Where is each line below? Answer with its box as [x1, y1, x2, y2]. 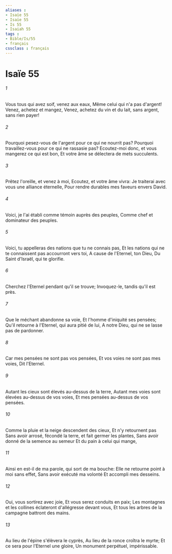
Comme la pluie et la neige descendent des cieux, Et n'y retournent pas [5, 427, 157, 433]
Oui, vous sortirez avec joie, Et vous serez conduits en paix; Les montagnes [5, 499, 165, 505]
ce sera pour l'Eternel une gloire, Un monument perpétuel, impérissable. [5, 543, 158, 549]
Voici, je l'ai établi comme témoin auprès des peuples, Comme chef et [5, 211, 153, 218]
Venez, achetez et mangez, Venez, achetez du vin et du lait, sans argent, [5, 106, 159, 113]
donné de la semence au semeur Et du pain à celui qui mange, [5, 438, 137, 444]
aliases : [5, 7, 27, 13]
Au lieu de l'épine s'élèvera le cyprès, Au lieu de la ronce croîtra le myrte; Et [5, 538, 165, 544]
